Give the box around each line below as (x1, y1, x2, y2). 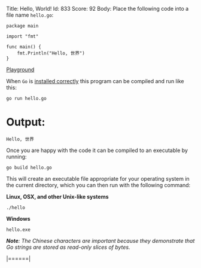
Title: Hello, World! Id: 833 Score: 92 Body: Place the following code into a (6, 5, 189, 12)
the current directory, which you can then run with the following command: (6, 181, 191, 188)
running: (6, 153, 27, 160)
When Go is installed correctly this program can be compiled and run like (6, 78, 184, 84)
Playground (6, 66, 35, 73)
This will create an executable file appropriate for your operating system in (6, 175, 190, 182)
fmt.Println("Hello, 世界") (17, 50, 85, 56)
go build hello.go (6, 165, 52, 170)
